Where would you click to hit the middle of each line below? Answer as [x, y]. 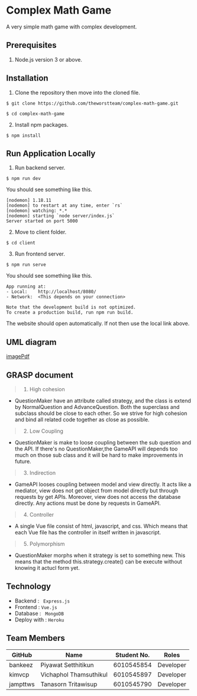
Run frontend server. [40, 254]
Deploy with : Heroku [39, 620]
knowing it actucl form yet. [47, 568]
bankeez [21, 665]
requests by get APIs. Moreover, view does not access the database [98, 497]
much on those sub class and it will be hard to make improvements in [99, 455]
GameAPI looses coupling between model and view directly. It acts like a [103, 484]
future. [23, 461]
